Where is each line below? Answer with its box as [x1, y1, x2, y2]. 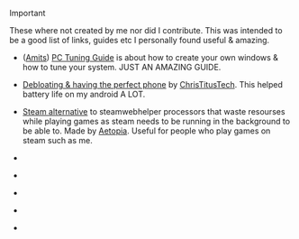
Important [9, 8, 46, 18]
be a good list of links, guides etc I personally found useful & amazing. [9, 35, 270, 45]
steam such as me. [22, 135, 93, 145]
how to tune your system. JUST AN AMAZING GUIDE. [22, 62, 222, 72]
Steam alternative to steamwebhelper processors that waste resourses [22, 106, 285, 116]
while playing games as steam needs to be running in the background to [22, 116, 291, 126]
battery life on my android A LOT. [22, 89, 146, 99]
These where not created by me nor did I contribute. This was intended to [9, 25, 283, 35]
